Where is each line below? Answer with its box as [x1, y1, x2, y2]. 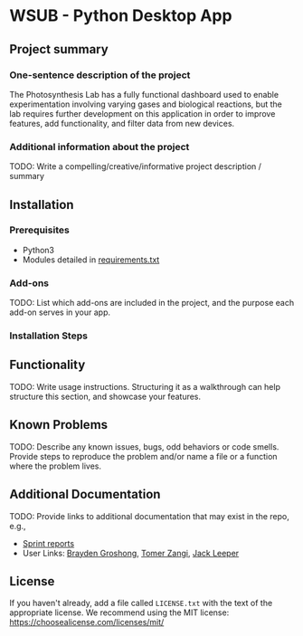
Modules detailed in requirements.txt [22, 254, 160, 265]
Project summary [9, 42, 109, 57]
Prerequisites [9, 223, 70, 236]
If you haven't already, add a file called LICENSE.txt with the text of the [9, 598, 273, 609]
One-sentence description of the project [9, 69, 191, 81]
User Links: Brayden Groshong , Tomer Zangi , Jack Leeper [22, 547, 240, 558]
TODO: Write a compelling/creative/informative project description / [9, 161, 262, 172]
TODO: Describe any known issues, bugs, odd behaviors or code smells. [9, 441, 279, 452]
